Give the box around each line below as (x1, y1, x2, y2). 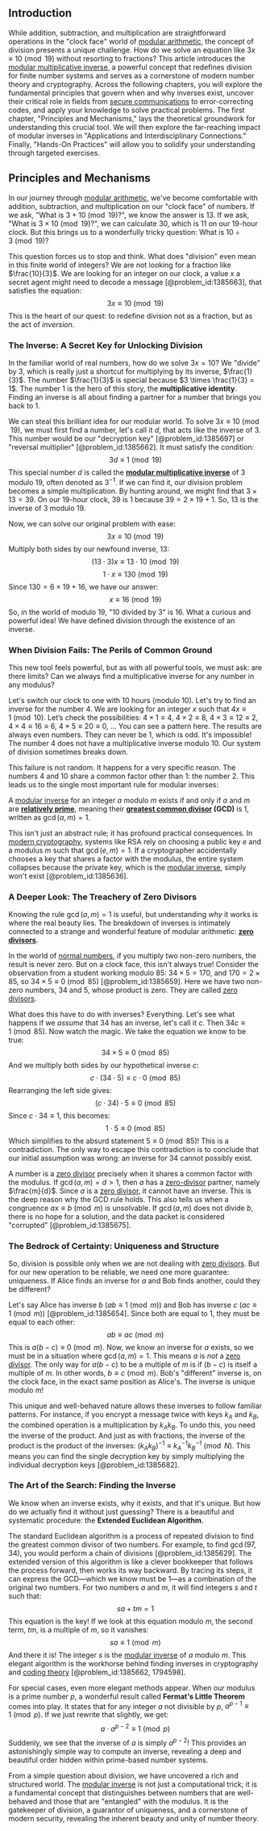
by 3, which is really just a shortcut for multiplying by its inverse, (8, 367, 222, 376)
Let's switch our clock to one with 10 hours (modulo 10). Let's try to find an (8, 695, 256, 705)
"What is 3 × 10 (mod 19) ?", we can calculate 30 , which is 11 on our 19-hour (8, 218, 258, 228)
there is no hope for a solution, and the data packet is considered (8, 1212, 225, 1221)
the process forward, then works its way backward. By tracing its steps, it (8, 1565, 252, 1575)
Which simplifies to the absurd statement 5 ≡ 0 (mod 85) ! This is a (8, 1136, 230, 1146)
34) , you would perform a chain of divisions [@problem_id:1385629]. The (8, 1548, 252, 1557)
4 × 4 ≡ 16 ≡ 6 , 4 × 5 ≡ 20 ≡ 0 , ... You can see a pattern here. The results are (8, 721, 262, 731)
